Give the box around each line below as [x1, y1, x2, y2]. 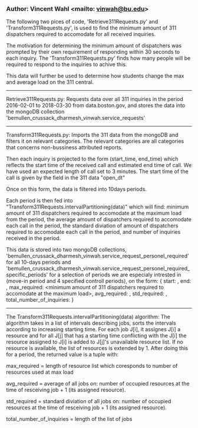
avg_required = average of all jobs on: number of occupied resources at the [6, 380, 190, 387]
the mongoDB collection [6, 108, 65, 115]
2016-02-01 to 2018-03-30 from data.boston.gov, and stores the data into [6, 102, 186, 109]
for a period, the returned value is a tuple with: [6, 351, 119, 358]
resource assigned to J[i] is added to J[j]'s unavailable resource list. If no [6, 338, 184, 345]
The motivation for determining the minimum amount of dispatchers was [6, 42, 181, 49]
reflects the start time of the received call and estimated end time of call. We [6, 162, 192, 169]
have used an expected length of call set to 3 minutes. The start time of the [6, 168, 189, 175]
